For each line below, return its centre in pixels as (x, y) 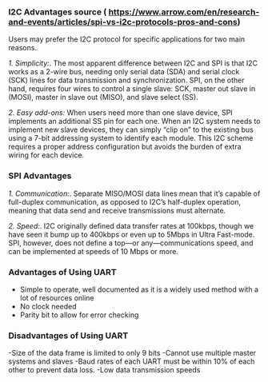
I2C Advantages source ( (58, 12)
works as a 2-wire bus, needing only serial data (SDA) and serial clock (124, 72)
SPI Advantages (40, 176)
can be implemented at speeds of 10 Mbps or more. (93, 251)
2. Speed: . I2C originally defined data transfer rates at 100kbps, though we (131, 225)
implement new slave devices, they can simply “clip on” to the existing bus (131, 129)
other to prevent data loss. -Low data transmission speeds (104, 370)
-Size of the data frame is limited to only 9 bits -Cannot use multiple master (132, 353)
